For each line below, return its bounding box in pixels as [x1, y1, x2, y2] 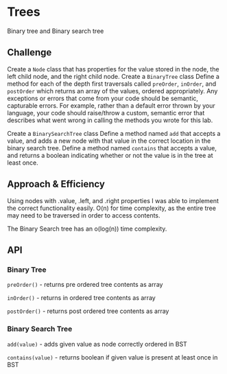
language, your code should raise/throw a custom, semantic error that [7, 108, 205, 117]
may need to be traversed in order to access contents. [7, 211, 160, 220]
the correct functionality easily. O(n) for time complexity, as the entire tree [7, 204, 216, 212]
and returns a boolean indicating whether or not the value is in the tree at [7, 151, 213, 159]
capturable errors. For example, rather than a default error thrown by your [7, 101, 216, 110]
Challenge [7, 47, 52, 58]
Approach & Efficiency [7, 178, 105, 190]
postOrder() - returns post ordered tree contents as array [7, 307, 169, 316]
